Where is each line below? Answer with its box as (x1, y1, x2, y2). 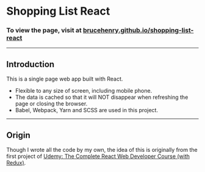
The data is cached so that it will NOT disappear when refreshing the (15, 93, 189, 101)
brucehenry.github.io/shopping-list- (82, 26, 194, 35)
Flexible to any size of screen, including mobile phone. (15, 87, 153, 95)
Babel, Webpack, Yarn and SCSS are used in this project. (15, 107, 159, 114)
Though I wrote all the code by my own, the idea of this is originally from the (6, 146, 198, 154)
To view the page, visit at (6, 26, 82, 35)
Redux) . (6, 159, 26, 167)
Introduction (6, 59, 55, 70)
